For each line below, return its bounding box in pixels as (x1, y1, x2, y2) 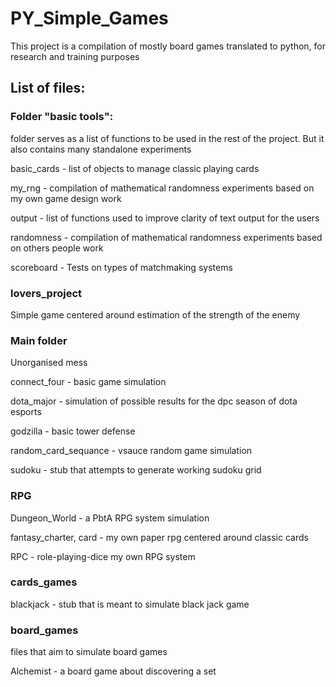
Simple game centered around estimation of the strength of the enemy (10, 308, 301, 321)
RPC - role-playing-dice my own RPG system (10, 550, 196, 562)
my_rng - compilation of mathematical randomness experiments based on (10, 182, 315, 194)
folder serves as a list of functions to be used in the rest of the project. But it (10, 132, 325, 144)
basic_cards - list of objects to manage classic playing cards (10, 162, 260, 174)
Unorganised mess (10, 357, 88, 369)
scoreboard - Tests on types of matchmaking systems (10, 261, 233, 273)
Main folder (10, 333, 68, 347)
